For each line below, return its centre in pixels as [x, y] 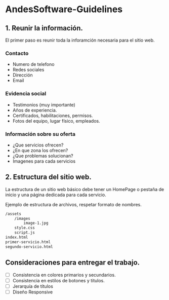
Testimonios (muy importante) [44, 104]
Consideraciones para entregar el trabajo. [73, 263]
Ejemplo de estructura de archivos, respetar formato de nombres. [73, 204]
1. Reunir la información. [44, 28]
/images [22, 218]
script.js [25, 233]
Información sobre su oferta [40, 134]
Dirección [23, 75]
